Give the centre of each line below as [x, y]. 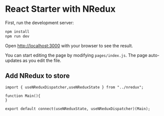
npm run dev [17, 36]
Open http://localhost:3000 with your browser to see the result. [69, 46]
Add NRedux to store [38, 76]
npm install [17, 31]
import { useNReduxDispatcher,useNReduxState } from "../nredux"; [74, 87]
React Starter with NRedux [60, 9]
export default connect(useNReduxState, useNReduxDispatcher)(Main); [78, 109]
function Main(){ [23, 96]
